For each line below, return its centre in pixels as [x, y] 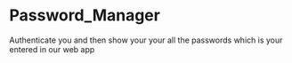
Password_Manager [85, 16]
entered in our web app [52, 49]
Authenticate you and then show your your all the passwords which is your [146, 40]
